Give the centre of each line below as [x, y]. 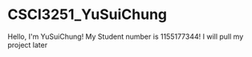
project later [28, 44]
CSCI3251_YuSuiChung [87, 15]
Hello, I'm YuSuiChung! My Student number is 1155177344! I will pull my [126, 36]
